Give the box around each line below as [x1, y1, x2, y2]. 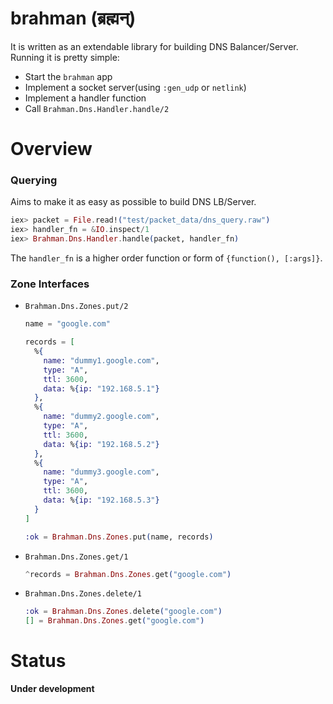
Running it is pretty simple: [10, 51, 120, 63]
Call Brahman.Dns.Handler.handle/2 [24, 102, 170, 114]
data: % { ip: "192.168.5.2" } [43, 439, 160, 449]
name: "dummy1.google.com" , [43, 355, 160, 366]
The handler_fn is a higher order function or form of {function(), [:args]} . [10, 252, 323, 264]
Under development [10, 683, 95, 695]
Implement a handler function [24, 92, 147, 104]
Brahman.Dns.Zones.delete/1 [24, 589, 142, 599]
